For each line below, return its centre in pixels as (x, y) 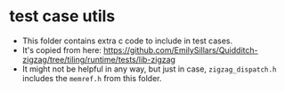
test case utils (62, 16)
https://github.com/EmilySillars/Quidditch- (181, 49)
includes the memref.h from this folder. (92, 78)
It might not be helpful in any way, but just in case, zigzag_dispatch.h (149, 69)
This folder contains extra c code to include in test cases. (127, 41)
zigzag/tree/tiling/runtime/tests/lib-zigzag (99, 59)
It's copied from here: (62, 49)
